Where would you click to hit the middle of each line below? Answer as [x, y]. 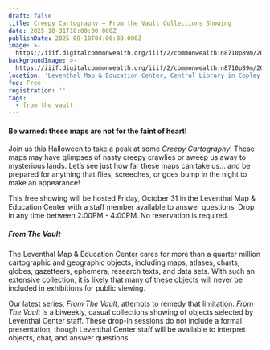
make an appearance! [44, 183]
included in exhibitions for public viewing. [77, 288]
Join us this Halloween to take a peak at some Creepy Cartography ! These [131, 149]
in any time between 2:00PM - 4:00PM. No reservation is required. [119, 216]
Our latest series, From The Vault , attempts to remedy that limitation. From [131, 304]
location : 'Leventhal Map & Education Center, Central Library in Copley [135, 75]
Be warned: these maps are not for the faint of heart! [98, 131]
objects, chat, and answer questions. [70, 338]
